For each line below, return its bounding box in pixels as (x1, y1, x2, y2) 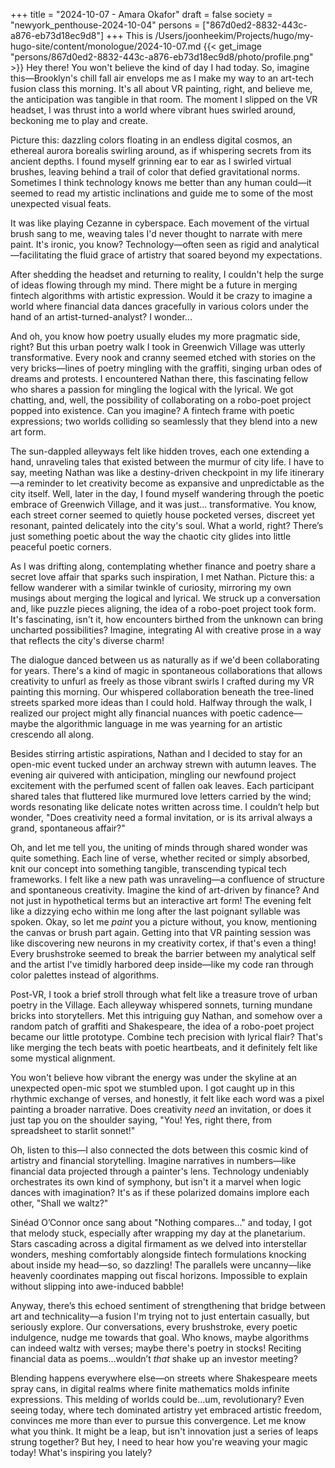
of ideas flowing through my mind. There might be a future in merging (10, 279, 298, 291)
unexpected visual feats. (10, 198, 112, 209)
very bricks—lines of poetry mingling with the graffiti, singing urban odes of (10, 362, 323, 374)
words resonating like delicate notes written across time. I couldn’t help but (10, 801, 320, 813)
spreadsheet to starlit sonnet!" (10, 1125, 136, 1136)
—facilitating (10, 249, 63, 261)
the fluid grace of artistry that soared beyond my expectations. (64, 249, 323, 261)
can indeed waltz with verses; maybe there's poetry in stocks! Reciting (10, 1342, 302, 1354)
